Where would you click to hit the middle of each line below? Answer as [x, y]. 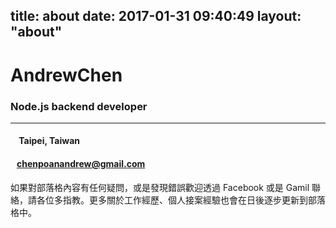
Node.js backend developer [79, 106]
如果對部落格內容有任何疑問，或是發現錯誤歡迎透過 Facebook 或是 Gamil [160, 187]
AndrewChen [66, 75]
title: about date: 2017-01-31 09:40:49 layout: [156, 16]
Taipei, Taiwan [49, 141]
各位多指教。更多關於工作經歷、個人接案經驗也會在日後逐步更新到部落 [181, 200]
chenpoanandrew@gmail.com [81, 164]
